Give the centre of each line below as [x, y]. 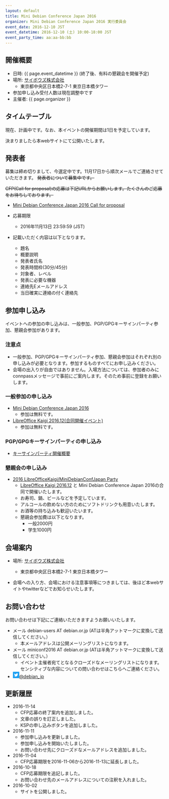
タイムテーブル [28, 117]
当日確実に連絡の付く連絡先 [49, 293]
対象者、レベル [36, 274]
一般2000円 [40, 524]
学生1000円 [40, 530]
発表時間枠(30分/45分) [44, 267]
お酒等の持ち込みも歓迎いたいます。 [58, 511]
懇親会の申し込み [26, 468]
